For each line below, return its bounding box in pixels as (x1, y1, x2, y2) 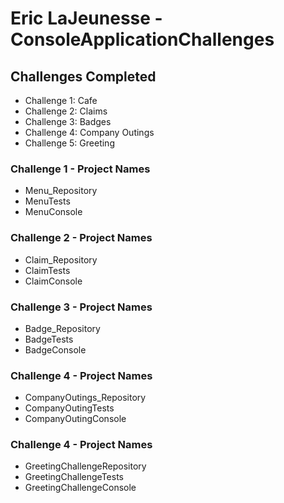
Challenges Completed (10, 68, 157, 85)
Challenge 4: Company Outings (24, 127, 155, 138)
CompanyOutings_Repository (24, 392, 147, 404)
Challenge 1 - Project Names (10, 162, 151, 176)
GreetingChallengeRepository (24, 460, 147, 472)
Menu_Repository (24, 185, 98, 197)
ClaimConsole (24, 275, 83, 287)
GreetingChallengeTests (24, 471, 124, 483)
